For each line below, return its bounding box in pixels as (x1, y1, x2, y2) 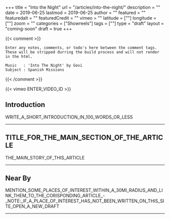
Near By (5, 174, 31, 183)
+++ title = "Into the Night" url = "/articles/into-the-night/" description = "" (5, 5, 160, 10)
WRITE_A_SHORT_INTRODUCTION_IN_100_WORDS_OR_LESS (5, 114, 133, 120)
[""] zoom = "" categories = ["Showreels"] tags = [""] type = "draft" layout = (5, 20, 164, 26)
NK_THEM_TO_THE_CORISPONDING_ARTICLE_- (5, 193, 105, 199)
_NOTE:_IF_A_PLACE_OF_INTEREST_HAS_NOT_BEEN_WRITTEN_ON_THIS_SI (5, 198, 164, 204)
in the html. (5, 54, 33, 59)
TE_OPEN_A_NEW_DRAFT (5, 203, 60, 209)
